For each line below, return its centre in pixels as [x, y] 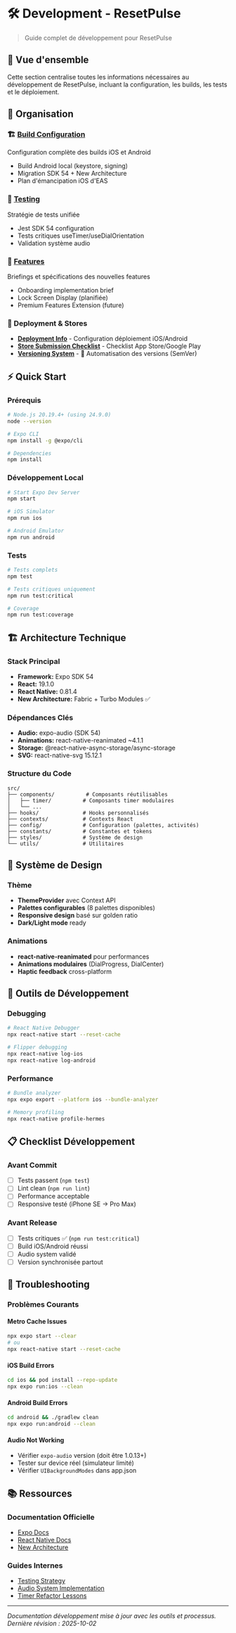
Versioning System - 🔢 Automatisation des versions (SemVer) [107, 354]
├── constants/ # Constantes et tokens [80, 831]
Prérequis [24, 400]
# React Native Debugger [44, 1028]
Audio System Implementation [61, 1588]
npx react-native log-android [52, 1060]
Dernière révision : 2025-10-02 [52, 1624]
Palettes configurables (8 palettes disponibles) [86, 908]
